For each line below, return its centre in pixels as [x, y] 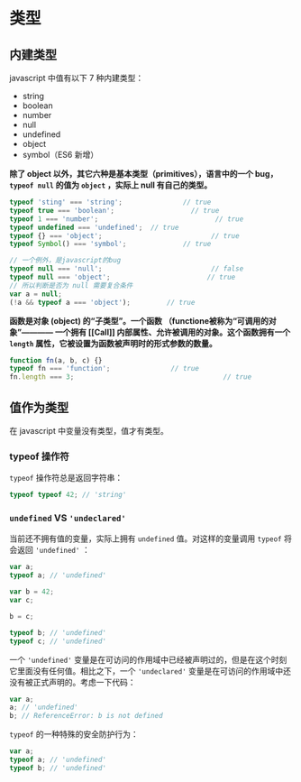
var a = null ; [36, 294]
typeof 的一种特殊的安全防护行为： [74, 734]
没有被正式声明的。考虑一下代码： [73, 682]
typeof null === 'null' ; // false [127, 269]
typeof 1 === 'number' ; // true [127, 219]
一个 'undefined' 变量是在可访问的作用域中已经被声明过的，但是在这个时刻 [148, 659]
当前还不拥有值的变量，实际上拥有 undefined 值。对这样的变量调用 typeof [146, 538]
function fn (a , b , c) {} [56, 360]
